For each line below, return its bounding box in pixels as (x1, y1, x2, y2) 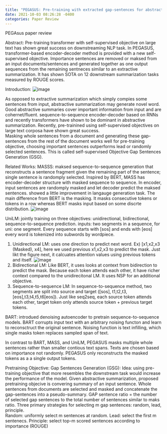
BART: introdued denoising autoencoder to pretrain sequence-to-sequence (5, 314, 160, 320)
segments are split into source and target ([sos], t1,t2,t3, (12, 289, 128, 295)
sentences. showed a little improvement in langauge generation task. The (5, 190, 155, 196)
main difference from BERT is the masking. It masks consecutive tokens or (5, 195, 158, 201)
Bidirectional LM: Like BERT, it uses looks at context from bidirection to (12, 262, 158, 268)
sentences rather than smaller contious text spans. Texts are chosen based (5, 345, 159, 351)
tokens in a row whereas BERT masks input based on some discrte (5, 201, 142, 207)
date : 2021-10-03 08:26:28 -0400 (5, 12, 75, 17)
